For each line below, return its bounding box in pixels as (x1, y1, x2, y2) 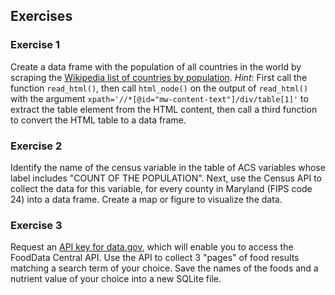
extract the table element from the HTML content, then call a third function (10, 103, 318, 115)
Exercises (10, 8, 73, 25)
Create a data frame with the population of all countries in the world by (10, 60, 302, 73)
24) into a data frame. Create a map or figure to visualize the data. (10, 193, 283, 205)
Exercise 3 (10, 218, 63, 232)
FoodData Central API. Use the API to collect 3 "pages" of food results (10, 252, 300, 264)
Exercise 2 (10, 139, 63, 153)
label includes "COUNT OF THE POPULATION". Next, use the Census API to (10, 172, 322, 184)
